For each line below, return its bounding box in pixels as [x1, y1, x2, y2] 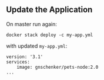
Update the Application [6, 5, 93, 15]
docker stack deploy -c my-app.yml [6, 32, 93, 38]
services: [6, 59, 31, 65]
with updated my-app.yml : [6, 42, 68, 49]
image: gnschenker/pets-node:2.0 [16, 64, 99, 70]
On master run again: [6, 20, 58, 27]
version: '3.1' [6, 53, 43, 60]
